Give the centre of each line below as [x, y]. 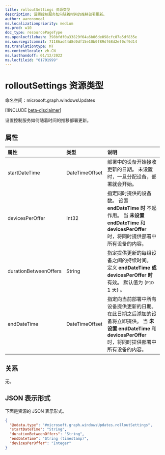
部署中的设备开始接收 [132, 162]
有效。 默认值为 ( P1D [131, 282]
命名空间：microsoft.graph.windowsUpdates [50, 100]
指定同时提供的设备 [129, 193]
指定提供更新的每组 [129, 253]
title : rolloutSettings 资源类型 [38, 10]
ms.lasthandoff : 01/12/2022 [34, 55]
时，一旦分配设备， [129, 177]
